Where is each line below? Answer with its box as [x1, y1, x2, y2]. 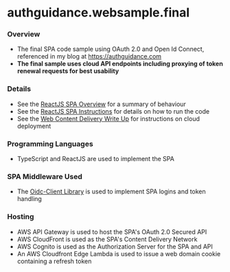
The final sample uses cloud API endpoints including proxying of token [16, 60, 223, 68]
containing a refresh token [16, 257, 92, 265]
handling [16, 195, 43, 203]
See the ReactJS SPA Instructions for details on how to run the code [16, 107, 210, 115]
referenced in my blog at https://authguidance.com [16, 52, 162, 61]
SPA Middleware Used [7, 172, 82, 181]
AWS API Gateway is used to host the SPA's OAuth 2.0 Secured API [16, 227, 207, 236]
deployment [16, 122, 51, 130]
